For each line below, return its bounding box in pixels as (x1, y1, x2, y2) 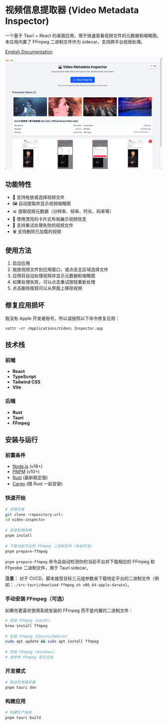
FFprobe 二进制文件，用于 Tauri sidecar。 (5, 565, 91, 571)
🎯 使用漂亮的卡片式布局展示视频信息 (12, 216, 86, 222)
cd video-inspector (5, 517, 46, 522)
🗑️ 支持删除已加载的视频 (12, 229, 62, 235)
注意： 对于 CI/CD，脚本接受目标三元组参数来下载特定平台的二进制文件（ (5, 575, 155, 581)
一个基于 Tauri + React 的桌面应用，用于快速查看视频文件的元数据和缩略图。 (5, 32, 162, 38)
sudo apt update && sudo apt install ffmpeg (5, 639, 99, 644)
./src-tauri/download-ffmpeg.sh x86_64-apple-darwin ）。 (14, 581, 132, 587)
